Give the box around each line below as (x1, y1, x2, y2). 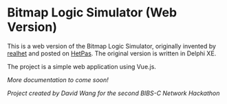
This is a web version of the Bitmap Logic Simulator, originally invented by (7, 42, 217, 50)
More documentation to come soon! (7, 75, 109, 83)
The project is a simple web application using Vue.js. (7, 62, 157, 70)
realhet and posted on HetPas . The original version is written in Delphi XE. (7, 49, 217, 57)
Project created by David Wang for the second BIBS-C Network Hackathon (7, 89, 220, 97)
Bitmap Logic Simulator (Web (7, 5, 177, 21)
